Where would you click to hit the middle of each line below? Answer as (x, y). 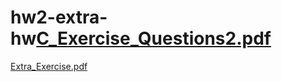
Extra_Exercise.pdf (49, 66)
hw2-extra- (59, 17)
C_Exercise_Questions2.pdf (154, 38)
